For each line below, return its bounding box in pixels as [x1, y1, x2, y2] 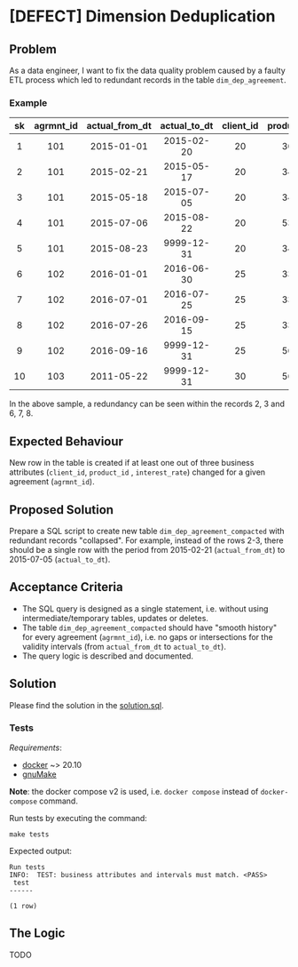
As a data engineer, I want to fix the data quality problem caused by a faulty [9, 65, 286, 76]
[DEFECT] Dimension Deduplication [9, 6, 277, 27]
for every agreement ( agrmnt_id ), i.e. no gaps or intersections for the [21, 631, 273, 642]
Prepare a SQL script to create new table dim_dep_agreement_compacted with [9, 525, 286, 536]
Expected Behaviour [9, 434, 124, 449]
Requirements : [9, 742, 62, 753]
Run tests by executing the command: [9, 812, 148, 823]
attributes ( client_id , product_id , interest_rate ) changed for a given [9, 467, 266, 477]
